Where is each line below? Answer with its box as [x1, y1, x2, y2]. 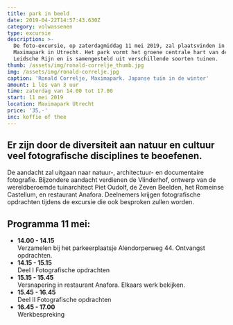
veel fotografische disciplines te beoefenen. [7, 150, 202, 162]
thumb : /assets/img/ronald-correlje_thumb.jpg [7, 62, 144, 69]
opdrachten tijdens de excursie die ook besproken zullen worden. [7, 198, 194, 206]
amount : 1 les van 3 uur [7, 81, 79, 88]
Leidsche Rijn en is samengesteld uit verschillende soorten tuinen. [13, 56, 218, 62]
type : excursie [7, 29, 51, 37]
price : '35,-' [7, 107, 49, 114]
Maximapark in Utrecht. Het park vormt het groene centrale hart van [13, 49, 218, 56]
